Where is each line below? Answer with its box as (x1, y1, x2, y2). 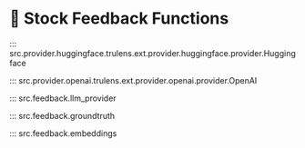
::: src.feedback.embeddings (9, 127, 117, 139)
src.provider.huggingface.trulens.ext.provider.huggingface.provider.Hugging (9, 47, 296, 58)
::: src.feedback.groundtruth (9, 110, 116, 121)
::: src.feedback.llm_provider (9, 93, 117, 104)
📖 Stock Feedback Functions (9, 8, 229, 29)
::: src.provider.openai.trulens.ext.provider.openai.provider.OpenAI (9, 74, 258, 85)
